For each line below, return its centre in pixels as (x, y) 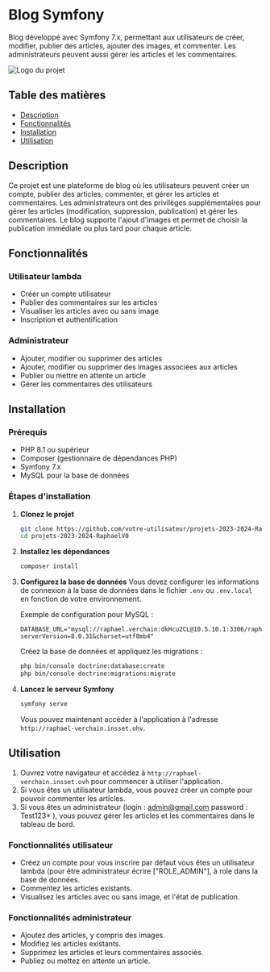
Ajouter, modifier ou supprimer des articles (91, 358)
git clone (37, 529)
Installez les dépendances (65, 552)
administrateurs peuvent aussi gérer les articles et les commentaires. (123, 54)
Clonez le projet (47, 514)
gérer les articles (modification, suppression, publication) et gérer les (123, 211)
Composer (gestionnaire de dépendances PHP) (98, 458)
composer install (49, 566)
